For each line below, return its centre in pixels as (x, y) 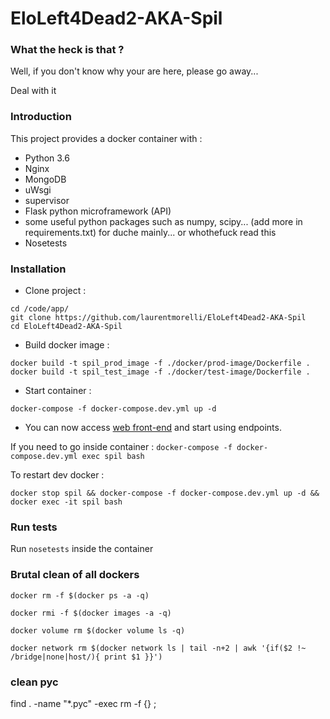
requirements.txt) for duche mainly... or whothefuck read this (150, 232)
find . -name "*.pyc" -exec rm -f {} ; (83, 703)
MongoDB (45, 179)
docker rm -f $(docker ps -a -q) (80, 595)
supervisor (47, 200)
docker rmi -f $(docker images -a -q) (91, 613)
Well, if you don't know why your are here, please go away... (134, 71)
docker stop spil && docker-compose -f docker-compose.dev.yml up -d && (165, 493)
